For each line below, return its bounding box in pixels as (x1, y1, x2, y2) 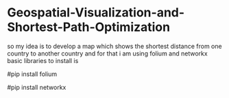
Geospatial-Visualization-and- (7, 5, 185, 21)
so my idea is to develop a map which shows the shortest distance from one (7, 42, 222, 50)
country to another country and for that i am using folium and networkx (7, 49, 208, 58)
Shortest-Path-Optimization (7, 19, 170, 35)
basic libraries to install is (7, 56, 79, 64)
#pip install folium (7, 70, 58, 78)
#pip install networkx (7, 83, 67, 91)
